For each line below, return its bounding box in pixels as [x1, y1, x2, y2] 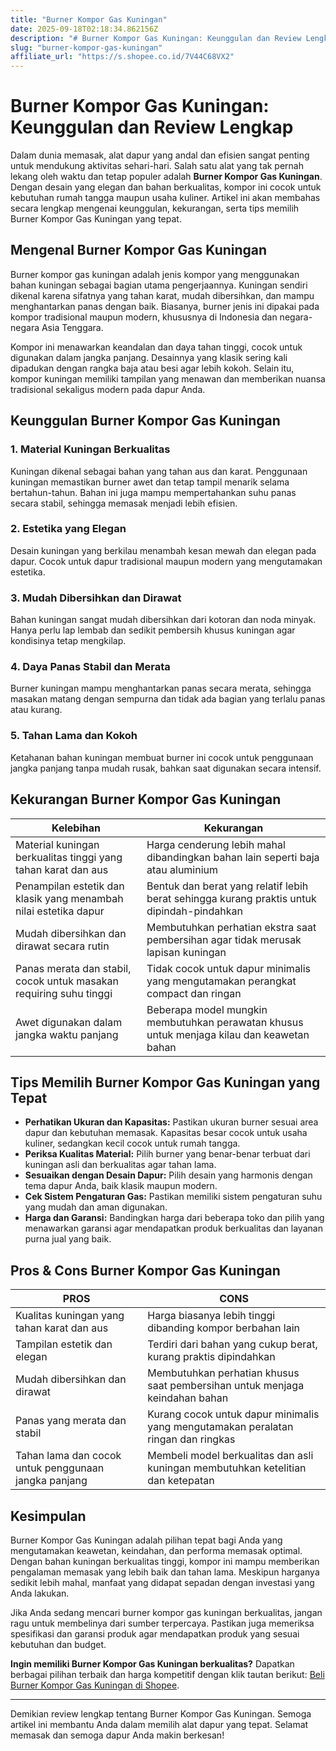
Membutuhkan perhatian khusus [147, 1366, 300, 1380]
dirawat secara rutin [15, 939, 110, 953]
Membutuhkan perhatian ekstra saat [146, 920, 317, 934]
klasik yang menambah [15, 891, 124, 905]
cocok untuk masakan [15, 974, 119, 988]
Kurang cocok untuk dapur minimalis [147, 1407, 320, 1421]
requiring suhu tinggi [15, 986, 113, 1000]
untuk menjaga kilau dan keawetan [146, 1027, 310, 1041]
